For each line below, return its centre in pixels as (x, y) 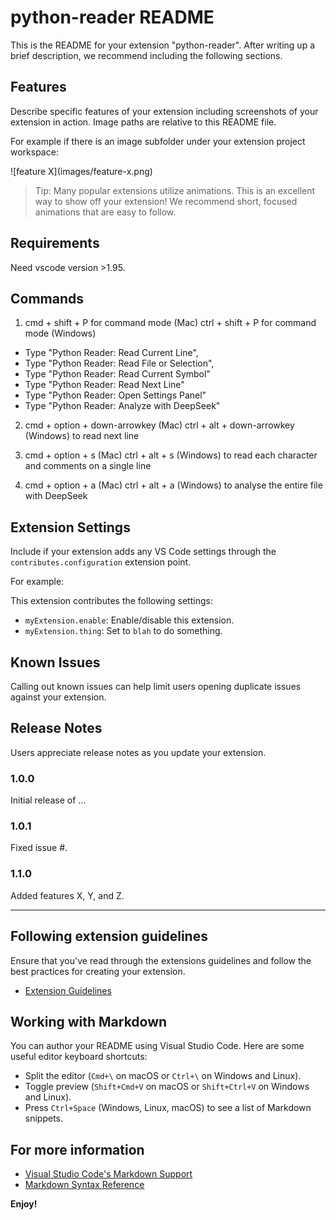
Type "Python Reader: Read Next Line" (104, 385)
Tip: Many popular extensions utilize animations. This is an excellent (175, 190)
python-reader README (112, 17)
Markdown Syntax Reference (84, 1185)
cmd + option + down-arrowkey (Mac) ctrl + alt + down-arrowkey (159, 425)
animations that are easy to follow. (105, 212)
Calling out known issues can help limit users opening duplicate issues (156, 686)
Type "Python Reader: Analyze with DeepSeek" (122, 406)
